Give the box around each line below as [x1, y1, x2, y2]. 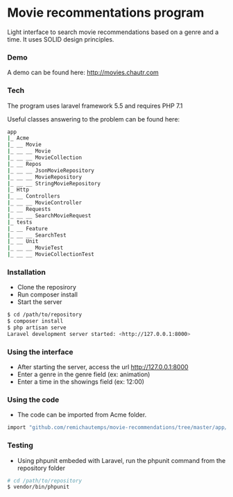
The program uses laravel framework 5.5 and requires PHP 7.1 [7, 101, 183, 110]
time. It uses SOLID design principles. [7, 35, 114, 43]
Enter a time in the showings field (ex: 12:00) [17, 378, 144, 386]
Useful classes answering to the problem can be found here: [7, 115, 180, 123]
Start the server [17, 298, 62, 306]
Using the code [7, 395, 60, 405]
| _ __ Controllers [7, 193, 60, 200]
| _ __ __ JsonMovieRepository [7, 167, 95, 174]
